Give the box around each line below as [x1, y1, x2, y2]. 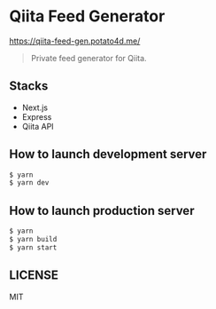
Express [21, 111, 52, 122]
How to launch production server [9, 202, 195, 218]
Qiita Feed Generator [9, 6, 166, 27]
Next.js [21, 102, 49, 113]
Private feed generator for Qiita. [30, 52, 148, 63]
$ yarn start [9, 242, 58, 252]
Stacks [9, 78, 49, 94]
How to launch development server [9, 147, 207, 162]
